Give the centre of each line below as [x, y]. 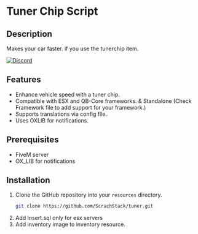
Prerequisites [33, 140]
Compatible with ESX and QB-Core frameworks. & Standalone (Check [103, 101]
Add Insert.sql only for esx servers [59, 218]
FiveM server [32, 154]
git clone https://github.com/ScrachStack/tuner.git [84, 206]
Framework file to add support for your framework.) [81, 107]
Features [24, 80]
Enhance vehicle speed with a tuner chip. [67, 94]
